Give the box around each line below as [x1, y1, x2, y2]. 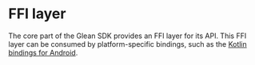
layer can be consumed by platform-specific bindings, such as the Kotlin [8, 39, 248, 48]
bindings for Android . [8, 48, 78, 57]
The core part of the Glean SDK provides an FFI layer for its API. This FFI [8, 31, 247, 40]
